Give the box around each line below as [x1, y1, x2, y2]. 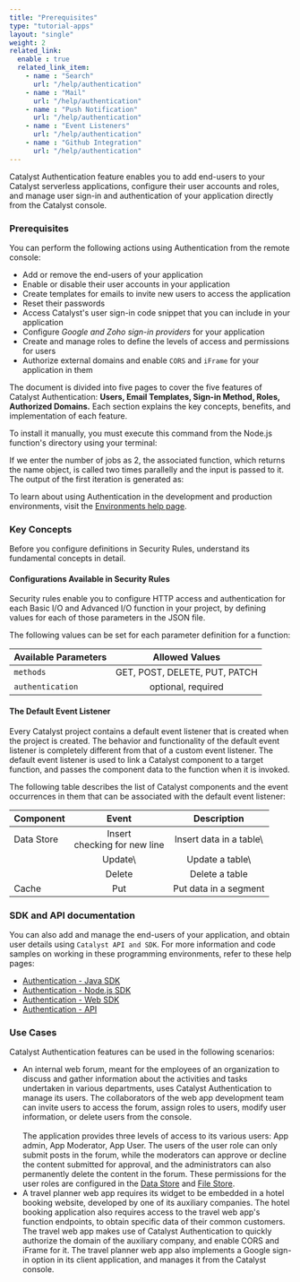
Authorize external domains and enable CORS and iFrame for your [21, 355, 260, 366]
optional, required [149, 680, 224, 693]
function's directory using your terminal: [9, 437, 158, 448]
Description [193, 812, 244, 825]
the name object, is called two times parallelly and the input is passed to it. [9, 463, 285, 475]
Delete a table [189, 867, 248, 879]
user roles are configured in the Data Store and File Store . [21, 1178, 236, 1189]
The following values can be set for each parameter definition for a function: [9, 629, 291, 641]
